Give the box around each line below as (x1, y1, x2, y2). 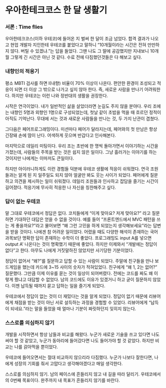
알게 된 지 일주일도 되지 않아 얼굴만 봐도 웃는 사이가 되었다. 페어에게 (18, 172, 149, 178)
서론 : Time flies (5, 23, 43, 30)
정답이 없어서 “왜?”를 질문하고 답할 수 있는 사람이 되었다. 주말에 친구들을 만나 (5, 258, 154, 264)
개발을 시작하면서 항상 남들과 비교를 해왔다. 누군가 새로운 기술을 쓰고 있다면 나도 (5, 331, 160, 337)
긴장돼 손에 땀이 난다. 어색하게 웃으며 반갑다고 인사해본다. (5, 132, 116, 138)
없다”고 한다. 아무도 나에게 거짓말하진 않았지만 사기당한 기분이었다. (5, 248, 134, 254)
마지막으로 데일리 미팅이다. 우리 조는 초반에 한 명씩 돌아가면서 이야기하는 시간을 (5, 142, 159, 149)
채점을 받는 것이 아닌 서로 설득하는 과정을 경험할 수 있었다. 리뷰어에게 (14, 300, 148, 306)
